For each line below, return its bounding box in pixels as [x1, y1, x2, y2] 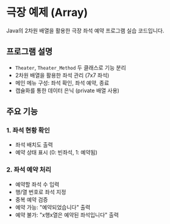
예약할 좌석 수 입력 [15, 181, 60, 188]
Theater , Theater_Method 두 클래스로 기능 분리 [15, 63, 126, 71]
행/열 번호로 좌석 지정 [15, 188, 66, 195]
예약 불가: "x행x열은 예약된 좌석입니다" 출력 [15, 211, 119, 219]
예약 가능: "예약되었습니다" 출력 [15, 203, 91, 211]
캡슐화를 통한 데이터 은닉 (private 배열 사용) [15, 87, 120, 94]
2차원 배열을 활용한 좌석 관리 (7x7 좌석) [15, 71, 110, 79]
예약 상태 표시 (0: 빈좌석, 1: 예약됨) [15, 149, 97, 156]
